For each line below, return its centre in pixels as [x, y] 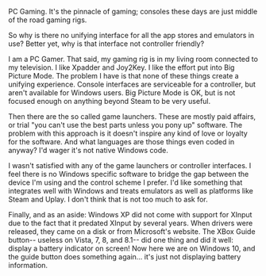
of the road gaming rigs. [48, 20]
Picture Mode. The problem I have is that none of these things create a [124, 76]
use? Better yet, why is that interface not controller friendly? [106, 44]
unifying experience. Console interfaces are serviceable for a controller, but [132, 84]
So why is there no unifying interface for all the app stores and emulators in [131, 35]
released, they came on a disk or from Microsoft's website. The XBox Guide [132, 232]
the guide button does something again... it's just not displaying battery [125, 257]
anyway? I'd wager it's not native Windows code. [88, 150]
